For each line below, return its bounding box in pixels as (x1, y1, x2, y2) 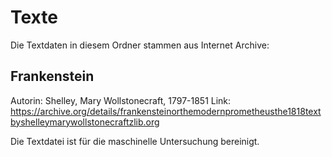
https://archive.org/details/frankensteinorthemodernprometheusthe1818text (10, 105, 322, 117)
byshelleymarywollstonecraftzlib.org (10, 116, 160, 128)
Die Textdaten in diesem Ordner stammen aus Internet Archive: (10, 39, 270, 51)
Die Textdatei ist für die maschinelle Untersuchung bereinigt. (10, 135, 260, 147)
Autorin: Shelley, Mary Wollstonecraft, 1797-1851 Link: (10, 94, 232, 106)
